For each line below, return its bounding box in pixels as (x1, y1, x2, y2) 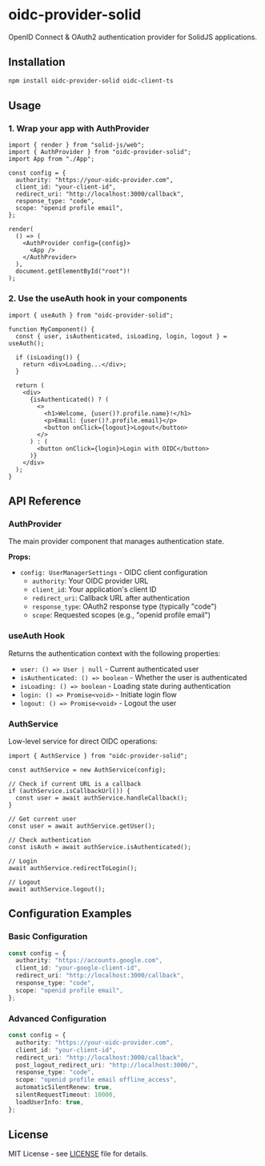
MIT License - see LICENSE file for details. (8, 1149, 148, 1159)
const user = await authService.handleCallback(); (15, 794, 188, 802)
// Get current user (8, 815, 78, 823)
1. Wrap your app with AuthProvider (8, 123, 150, 134)
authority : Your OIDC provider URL (31, 576, 149, 586)
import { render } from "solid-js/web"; (8, 141, 146, 149)
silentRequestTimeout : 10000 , (15, 1091, 116, 1099)
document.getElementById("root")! (15, 267, 130, 276)
